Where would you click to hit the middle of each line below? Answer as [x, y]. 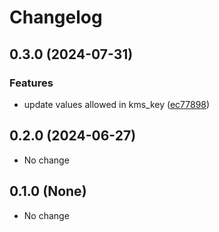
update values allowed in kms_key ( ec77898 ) [117, 104]
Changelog [56, 17]
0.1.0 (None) [48, 191]
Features [31, 83]
